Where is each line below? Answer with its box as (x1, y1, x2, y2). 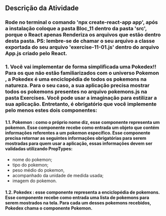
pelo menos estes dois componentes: (5, 107, 98, 114)
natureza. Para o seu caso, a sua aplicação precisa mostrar (5, 82, 150, 89)
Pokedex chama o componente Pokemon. (5, 205, 93, 211)
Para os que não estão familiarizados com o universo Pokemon (5, 70, 160, 77)
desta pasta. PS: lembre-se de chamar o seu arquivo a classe (5, 37, 155, 44)
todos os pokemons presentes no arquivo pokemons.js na (5, 88, 148, 95)
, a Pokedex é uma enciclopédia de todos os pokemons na (5, 76, 147, 83)
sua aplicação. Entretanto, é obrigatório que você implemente (5, 101, 157, 108)
